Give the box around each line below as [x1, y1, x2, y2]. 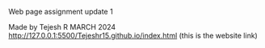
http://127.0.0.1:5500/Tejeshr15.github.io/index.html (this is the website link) [8, 31, 259, 40]
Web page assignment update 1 [8, 7, 113, 16]
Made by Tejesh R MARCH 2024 [8, 22, 116, 31]
